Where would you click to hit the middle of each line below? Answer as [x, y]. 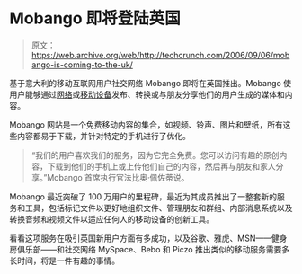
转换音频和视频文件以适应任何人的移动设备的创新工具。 [111, 219]
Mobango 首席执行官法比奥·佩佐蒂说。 [118, 177]
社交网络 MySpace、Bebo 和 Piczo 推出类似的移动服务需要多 [177, 249]
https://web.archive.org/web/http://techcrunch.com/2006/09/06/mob [160, 55]
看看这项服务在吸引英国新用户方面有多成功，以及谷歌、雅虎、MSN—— [141, 238]
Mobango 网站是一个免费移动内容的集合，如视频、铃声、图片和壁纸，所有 [146, 124]
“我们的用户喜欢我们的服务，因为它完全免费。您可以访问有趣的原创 [155, 155]
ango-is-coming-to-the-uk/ [82, 65]
